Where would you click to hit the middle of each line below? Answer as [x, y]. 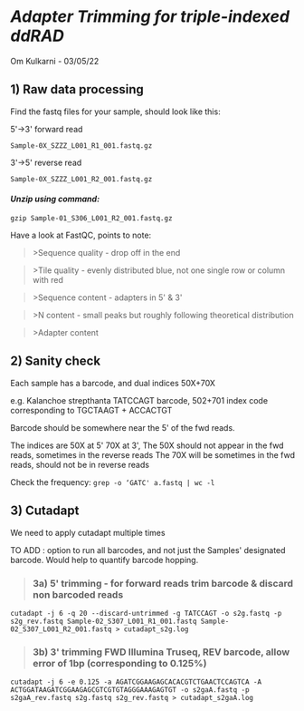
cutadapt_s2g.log [156, 629]
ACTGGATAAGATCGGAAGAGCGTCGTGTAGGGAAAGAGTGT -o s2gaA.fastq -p [130, 690]
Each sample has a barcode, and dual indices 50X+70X [113, 383]
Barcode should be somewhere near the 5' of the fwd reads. [123, 427]
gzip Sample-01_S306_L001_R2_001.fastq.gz [91, 218]
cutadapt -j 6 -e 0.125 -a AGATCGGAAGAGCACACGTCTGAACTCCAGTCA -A [136, 682]
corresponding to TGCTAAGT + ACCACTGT [91, 410]
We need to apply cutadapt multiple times [88, 532]
